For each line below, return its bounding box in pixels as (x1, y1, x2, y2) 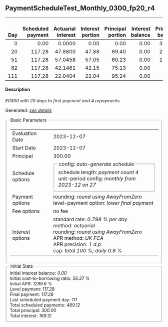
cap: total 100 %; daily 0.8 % (53, 247, 122, 254)
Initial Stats (10, 263, 33, 269)
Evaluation (12, 130, 37, 137)
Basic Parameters (10, 117, 46, 123)
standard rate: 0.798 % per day (53, 216, 127, 223)
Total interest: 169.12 (9, 313, 51, 319)
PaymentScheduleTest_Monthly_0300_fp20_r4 (5, 4, 155, 13)
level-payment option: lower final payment (53, 199, 153, 206)
